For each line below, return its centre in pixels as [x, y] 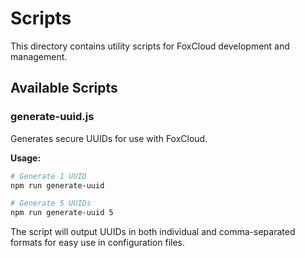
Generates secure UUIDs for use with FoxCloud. [109, 138]
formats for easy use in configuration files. [98, 243]
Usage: [26, 158]
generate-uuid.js [52, 117]
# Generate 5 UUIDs [51, 203]
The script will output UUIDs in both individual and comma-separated [153, 232]
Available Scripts [64, 88]
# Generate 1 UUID [48, 176]
